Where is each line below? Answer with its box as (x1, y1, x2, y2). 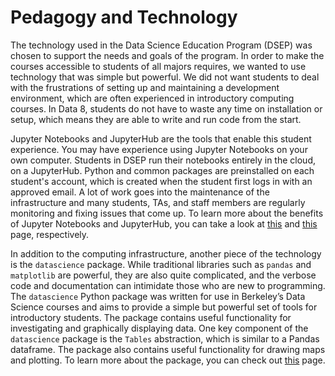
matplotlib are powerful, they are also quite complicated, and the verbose (10, 269, 317, 281)
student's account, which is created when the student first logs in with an (10, 175, 313, 187)
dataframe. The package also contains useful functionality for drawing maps (10, 343, 326, 355)
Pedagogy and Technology (10, 6, 238, 29)
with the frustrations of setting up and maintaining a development (10, 81, 280, 93)
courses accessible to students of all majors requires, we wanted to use (10, 60, 307, 72)
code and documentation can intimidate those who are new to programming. (10, 279, 326, 291)
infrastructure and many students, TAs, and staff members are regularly (10, 196, 306, 208)
